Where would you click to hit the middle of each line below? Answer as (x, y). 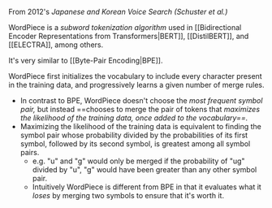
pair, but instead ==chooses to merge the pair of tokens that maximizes (140, 109)
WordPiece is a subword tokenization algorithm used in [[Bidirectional (125, 27)
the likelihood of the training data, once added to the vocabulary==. (134, 118)
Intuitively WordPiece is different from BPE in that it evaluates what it (147, 187)
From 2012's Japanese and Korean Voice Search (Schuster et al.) (118, 12)
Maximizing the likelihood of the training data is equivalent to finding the (140, 126)
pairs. (30, 152)
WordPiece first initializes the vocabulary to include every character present (135, 76)
